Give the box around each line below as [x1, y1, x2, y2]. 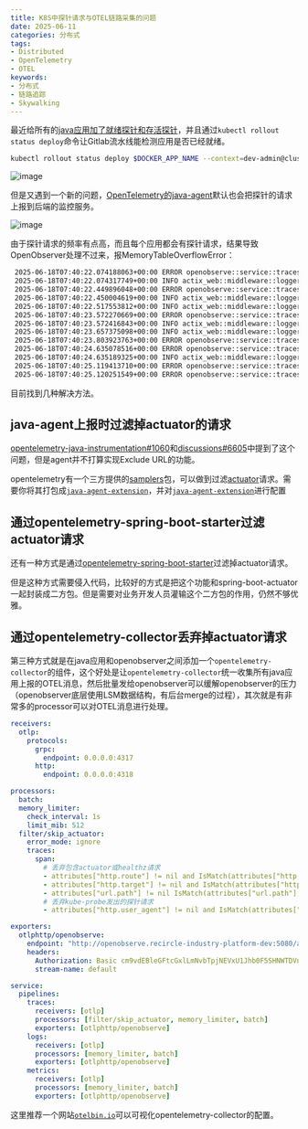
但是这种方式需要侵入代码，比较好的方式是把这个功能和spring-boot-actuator [10, 577, 298, 588]
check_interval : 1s [27, 812, 101, 821]
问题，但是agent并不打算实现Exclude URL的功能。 [10, 454, 200, 465]
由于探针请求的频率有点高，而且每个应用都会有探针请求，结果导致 [10, 239, 259, 250]
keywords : [10, 73, 48, 82]
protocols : [27, 736, 69, 745]
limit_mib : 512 [27, 820, 85, 830]
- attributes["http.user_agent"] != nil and [43, 906, 216, 915]
